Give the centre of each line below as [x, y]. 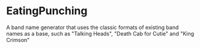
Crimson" [18, 40]
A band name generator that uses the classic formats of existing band [92, 27]
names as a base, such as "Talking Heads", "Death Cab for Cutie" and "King [100, 33]
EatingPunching [47, 11]
